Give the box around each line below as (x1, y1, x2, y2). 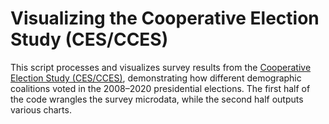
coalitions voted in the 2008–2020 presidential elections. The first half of (10, 82, 311, 94)
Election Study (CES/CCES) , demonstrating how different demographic (10, 72, 302, 84)
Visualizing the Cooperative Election (10, 7, 320, 30)
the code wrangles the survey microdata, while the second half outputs (10, 93, 304, 105)
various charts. (10, 103, 72, 116)
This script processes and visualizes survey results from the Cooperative (10, 61, 312, 73)
